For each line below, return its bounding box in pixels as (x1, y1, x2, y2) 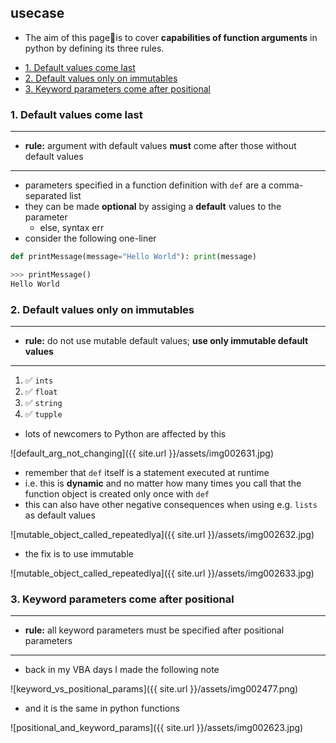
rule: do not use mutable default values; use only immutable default (24, 335, 309, 347)
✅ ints (24, 374, 54, 386)
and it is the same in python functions (24, 702, 180, 715)
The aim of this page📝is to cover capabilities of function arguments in (24, 31, 318, 43)
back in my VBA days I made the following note (24, 664, 220, 676)
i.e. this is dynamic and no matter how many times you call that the (24, 477, 302, 490)
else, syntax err (39, 222, 105, 234)
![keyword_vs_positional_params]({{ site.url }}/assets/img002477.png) (10, 683, 299, 695)
